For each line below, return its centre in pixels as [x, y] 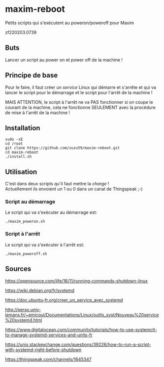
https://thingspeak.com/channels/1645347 [49, 359]
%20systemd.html [24, 320]
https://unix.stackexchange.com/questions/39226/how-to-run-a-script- [78, 344]
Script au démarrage [30, 202]
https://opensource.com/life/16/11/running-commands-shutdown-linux [77, 281]
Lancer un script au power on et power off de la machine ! [64, 60]
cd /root [14, 144]
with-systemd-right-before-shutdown [43, 350]
